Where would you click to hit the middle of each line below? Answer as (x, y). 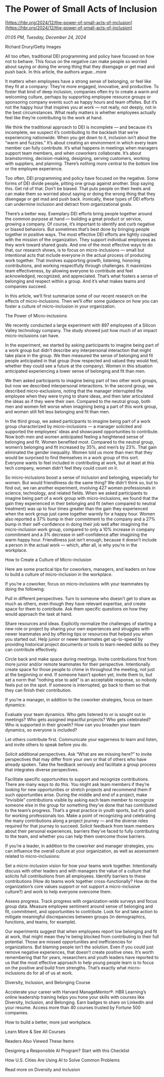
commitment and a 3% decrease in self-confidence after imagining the (76, 535)
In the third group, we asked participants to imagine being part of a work (78, 421)
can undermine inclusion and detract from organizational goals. (69, 204)
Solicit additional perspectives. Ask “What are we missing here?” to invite (79, 754)
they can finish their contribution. (38, 690)
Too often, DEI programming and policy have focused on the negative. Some (82, 178)
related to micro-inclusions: (33, 856)
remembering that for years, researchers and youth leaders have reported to (82, 957)
